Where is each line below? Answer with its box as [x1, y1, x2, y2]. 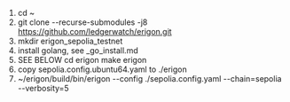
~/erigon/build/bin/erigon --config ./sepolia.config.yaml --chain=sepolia [17, 74, 282, 83]
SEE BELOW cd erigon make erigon [17, 55, 147, 65]
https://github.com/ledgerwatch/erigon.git [17, 27, 172, 36]
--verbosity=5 [17, 83, 69, 93]
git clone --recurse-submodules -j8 [17, 17, 148, 27]
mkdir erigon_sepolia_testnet [17, 35, 123, 46]
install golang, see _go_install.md [17, 45, 139, 56]
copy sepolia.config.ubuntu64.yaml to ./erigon [17, 64, 188, 75]
